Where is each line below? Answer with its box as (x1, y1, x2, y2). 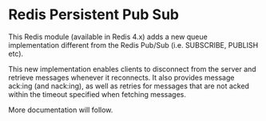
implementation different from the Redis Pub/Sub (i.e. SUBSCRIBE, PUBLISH (8, 40, 259, 49)
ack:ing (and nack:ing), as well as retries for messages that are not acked (8, 81, 250, 91)
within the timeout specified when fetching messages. (8, 89, 186, 99)
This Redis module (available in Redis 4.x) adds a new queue (8, 32, 208, 41)
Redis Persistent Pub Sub (8, 6, 180, 24)
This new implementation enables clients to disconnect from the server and (8, 64, 257, 73)
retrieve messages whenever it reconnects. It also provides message (8, 72, 235, 82)
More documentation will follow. (8, 105, 113, 115)
